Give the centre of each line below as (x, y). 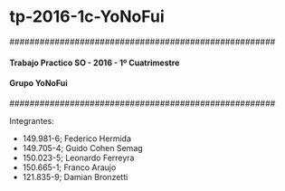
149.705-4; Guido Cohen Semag (82, 148)
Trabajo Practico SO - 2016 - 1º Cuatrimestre (95, 62)
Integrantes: (32, 120)
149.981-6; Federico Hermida (76, 138)
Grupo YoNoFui (38, 83)
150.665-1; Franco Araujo (69, 167)
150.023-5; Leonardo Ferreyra (78, 158)
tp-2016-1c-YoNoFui (87, 17)
